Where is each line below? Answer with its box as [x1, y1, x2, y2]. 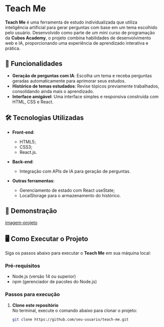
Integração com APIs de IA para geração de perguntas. [19, 168, 131, 174]
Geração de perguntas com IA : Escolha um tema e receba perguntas [12, 72, 152, 79]
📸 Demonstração [5, 207, 57, 215]
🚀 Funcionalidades [5, 59, 63, 68]
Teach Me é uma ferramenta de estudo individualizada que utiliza [5, 19, 138, 25]
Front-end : [12, 129, 35, 135]
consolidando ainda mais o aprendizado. [12, 88, 94, 94]
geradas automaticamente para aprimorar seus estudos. [12, 78, 126, 84]
